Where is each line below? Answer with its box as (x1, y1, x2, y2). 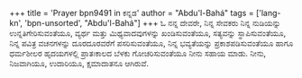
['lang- (255, 8, 281, 18)
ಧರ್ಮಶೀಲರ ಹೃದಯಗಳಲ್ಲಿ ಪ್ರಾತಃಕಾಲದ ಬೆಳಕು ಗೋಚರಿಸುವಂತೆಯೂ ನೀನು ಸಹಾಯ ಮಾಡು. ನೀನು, (9, 48, 267, 58)
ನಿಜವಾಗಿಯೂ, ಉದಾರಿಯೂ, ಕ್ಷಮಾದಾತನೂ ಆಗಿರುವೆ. (9, 58, 150, 68)
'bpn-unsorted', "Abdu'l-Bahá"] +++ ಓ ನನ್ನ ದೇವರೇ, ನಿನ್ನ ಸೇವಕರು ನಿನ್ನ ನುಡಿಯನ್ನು (23, 18, 281, 28)
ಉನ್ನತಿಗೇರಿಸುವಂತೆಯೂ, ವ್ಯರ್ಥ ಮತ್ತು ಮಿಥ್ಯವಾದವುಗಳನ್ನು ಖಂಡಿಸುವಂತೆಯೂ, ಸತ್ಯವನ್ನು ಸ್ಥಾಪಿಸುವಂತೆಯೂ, (9, 28, 287, 39)
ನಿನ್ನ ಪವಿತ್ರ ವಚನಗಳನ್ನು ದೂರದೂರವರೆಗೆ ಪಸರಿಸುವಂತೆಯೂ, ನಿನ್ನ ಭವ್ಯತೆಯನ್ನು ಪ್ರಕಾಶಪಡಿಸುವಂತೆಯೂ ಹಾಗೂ (9, 38, 294, 48)
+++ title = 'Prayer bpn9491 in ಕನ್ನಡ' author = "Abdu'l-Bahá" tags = (9, 8, 254, 18)
